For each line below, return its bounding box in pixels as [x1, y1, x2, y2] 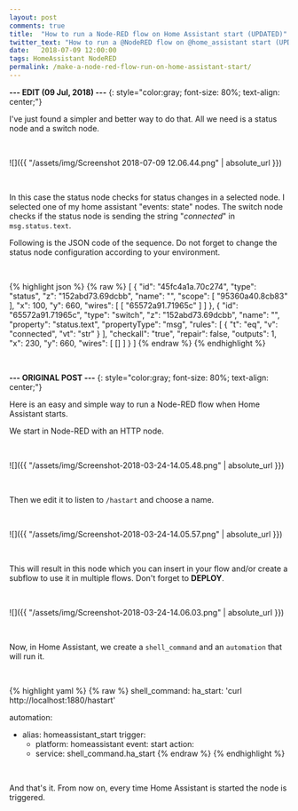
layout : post [9, 12, 58, 22]
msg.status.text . [9, 219, 72, 231]
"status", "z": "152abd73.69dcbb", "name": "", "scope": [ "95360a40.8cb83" [9, 290, 288, 301]
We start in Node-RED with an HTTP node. [9, 425, 164, 436]
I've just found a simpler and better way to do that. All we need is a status [9, 113, 278, 124]
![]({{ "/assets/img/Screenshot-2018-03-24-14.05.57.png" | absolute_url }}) [9, 529, 283, 539]
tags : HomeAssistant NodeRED [9, 54, 117, 63]
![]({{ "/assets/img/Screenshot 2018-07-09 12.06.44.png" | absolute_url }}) [9, 157, 282, 168]
